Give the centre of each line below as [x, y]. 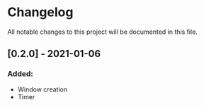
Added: [20, 74]
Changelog [40, 12]
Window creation [42, 89]
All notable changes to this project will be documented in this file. [103, 32]
